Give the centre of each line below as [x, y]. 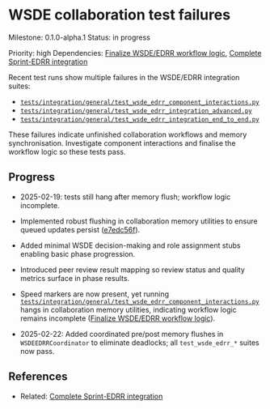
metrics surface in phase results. [75, 278]
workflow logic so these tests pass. [67, 151]
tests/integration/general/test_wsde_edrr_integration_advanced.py [136, 111]
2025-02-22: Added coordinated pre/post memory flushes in [122, 334]
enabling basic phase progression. [78, 253]
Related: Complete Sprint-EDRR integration [91, 396]
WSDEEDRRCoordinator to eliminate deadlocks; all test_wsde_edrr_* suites [140, 343]
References [38, 377]
